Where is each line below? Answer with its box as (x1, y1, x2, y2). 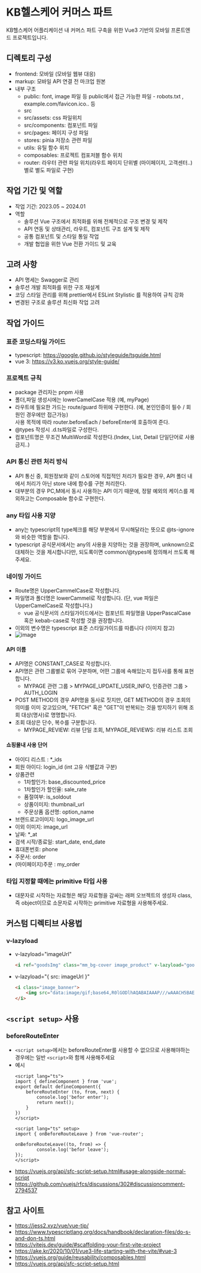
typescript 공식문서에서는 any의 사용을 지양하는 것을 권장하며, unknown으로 (14, 540, 194, 548)
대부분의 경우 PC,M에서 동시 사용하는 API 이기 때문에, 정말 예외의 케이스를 (14, 487, 188, 494)
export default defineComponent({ (14, 1084, 101, 1090)
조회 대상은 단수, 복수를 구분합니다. (14, 719, 97, 726)
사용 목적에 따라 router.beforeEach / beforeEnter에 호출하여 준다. (14, 419, 170, 426)
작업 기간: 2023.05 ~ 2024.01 (14, 202, 86, 210)
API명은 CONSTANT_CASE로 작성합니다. (14, 660, 112, 667)
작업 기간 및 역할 (6, 186, 63, 196)
